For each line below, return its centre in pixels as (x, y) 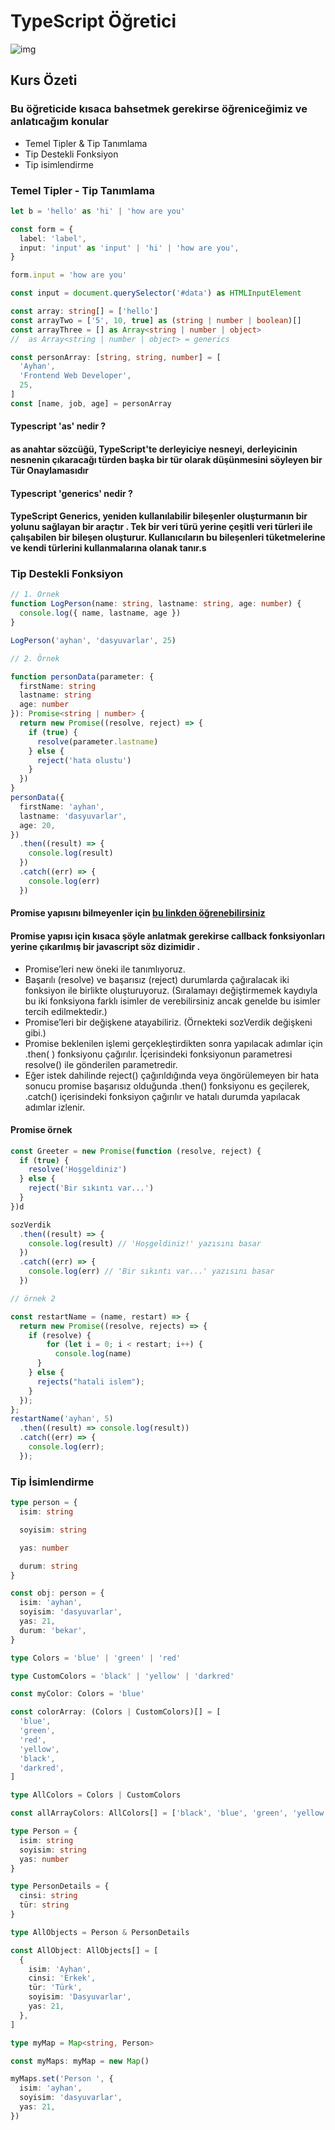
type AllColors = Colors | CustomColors (96, 1795)
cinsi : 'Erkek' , (62, 1978)
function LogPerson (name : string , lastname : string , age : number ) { (156, 604)
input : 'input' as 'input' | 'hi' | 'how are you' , (129, 248)
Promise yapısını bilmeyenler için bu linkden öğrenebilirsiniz (138, 913)
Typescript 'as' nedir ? (58, 426)
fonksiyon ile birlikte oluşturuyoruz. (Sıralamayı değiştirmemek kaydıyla (171, 990)
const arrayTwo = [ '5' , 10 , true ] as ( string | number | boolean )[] (156, 320)
